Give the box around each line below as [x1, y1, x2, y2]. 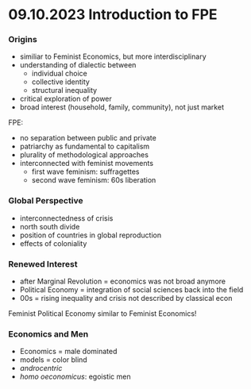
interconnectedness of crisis [19, 213, 114, 223]
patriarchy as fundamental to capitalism [19, 141, 150, 152]
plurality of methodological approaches [19, 150, 149, 160]
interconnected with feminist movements [19, 159, 153, 168]
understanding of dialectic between [19, 60, 137, 70]
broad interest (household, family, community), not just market [19, 102, 225, 112]
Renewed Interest [8, 258, 78, 269]
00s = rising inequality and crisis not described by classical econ [19, 294, 233, 303]
